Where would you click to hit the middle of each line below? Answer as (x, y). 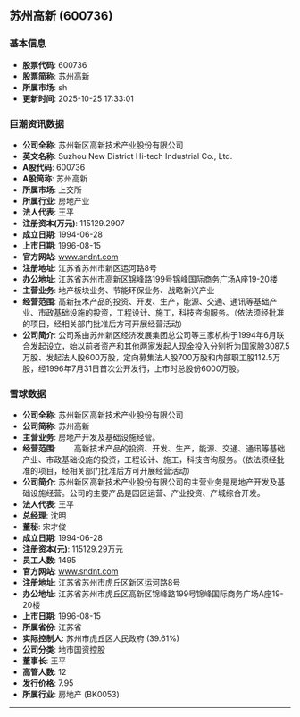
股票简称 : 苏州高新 (56, 76)
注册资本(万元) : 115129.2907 (73, 223)
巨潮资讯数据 (37, 123)
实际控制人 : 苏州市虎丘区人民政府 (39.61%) (101, 638)
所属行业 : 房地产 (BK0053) (71, 695)
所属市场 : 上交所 (52, 190)
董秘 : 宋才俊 (44, 527)
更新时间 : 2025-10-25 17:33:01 (78, 98)
